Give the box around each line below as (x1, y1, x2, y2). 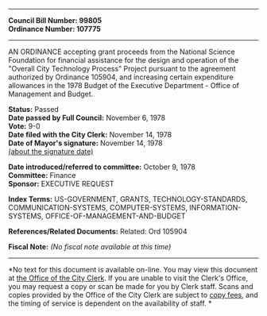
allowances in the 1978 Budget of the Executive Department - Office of (8, 81, 240, 90)
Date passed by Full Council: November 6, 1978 (8, 113, 165, 122)
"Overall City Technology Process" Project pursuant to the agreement (8, 64, 236, 73)
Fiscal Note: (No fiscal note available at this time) (8, 242, 172, 251)
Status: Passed (8, 105, 60, 114)
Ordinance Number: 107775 (8, 25, 101, 33)
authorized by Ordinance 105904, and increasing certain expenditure (8, 72, 234, 82)
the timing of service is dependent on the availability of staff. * (8, 299, 212, 308)
